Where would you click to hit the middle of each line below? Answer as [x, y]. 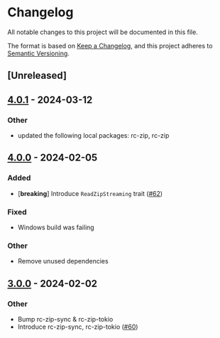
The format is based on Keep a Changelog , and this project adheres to [110, 45]
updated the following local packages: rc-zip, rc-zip [93, 136]
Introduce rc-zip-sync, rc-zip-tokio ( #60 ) [78, 327]
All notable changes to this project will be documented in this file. [103, 32]
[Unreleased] [37, 76]
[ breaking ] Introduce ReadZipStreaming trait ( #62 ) [90, 193]
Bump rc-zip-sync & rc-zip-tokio [65, 319]
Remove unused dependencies [63, 261]
